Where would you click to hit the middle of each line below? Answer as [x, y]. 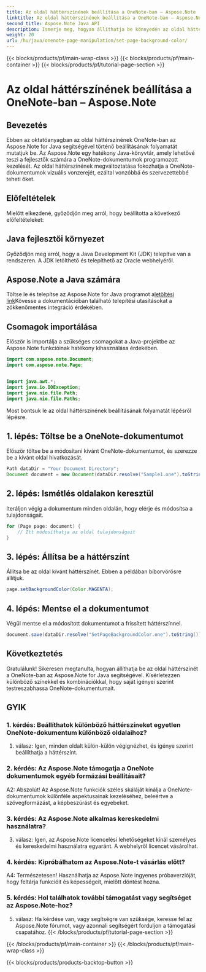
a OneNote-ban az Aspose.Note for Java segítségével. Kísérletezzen [93, 675]
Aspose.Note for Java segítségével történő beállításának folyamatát [92, 146]
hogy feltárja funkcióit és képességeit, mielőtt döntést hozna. [83, 882]
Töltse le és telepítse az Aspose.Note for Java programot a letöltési [90, 294]
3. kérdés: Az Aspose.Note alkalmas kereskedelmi [83, 818]
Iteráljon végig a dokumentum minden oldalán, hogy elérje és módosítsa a [100, 508]
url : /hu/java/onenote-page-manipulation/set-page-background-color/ [97, 41]
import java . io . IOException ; [44, 387]
